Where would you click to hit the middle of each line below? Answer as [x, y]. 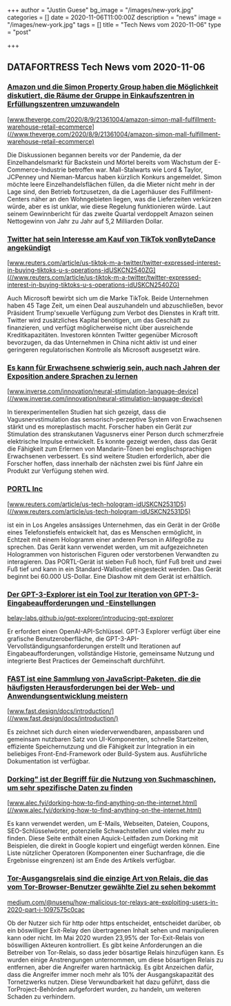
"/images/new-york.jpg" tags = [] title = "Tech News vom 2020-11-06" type [114, 25]
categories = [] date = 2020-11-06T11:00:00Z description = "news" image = [114, 17]
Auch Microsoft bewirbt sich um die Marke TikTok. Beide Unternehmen [108, 298]
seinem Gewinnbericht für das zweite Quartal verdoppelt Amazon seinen [110, 213]
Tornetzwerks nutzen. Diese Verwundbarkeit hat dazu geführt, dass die [109, 982]
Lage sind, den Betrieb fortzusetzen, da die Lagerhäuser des [93, 191]
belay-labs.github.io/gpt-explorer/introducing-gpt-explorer [90, 618]
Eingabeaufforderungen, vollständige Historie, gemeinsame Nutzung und [111, 653]
